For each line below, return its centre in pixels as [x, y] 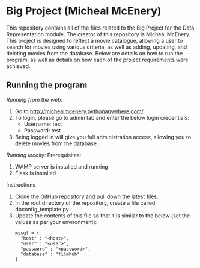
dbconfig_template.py [42, 209]
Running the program [47, 85]
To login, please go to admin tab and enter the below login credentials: [102, 117]
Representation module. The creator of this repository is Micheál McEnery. [98, 34]
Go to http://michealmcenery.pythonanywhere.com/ [79, 111]
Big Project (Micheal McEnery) [84, 11]
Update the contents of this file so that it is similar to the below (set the [102, 216]
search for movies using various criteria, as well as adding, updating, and [97, 47]
